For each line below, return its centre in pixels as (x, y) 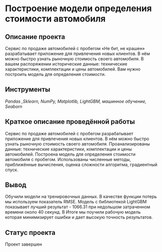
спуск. (12, 170)
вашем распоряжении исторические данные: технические (66, 64)
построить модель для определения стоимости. (55, 74)
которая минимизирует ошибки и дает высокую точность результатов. (79, 217)
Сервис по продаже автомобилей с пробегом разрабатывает (69, 133)
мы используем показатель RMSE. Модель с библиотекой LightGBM (76, 202)
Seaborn (14, 106)
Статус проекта (30, 232)
